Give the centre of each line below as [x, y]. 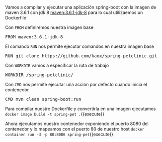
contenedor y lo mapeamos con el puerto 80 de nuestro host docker [75, 129]
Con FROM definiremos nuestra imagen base [49, 27]
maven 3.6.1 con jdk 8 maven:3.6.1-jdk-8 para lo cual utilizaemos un [74, 12]
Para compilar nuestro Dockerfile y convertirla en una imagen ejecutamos [81, 109]
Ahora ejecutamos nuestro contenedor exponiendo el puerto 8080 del [77, 124]
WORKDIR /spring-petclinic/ [39, 75]
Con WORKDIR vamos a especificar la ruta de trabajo [57, 65]
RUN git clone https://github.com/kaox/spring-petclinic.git [81, 56]
